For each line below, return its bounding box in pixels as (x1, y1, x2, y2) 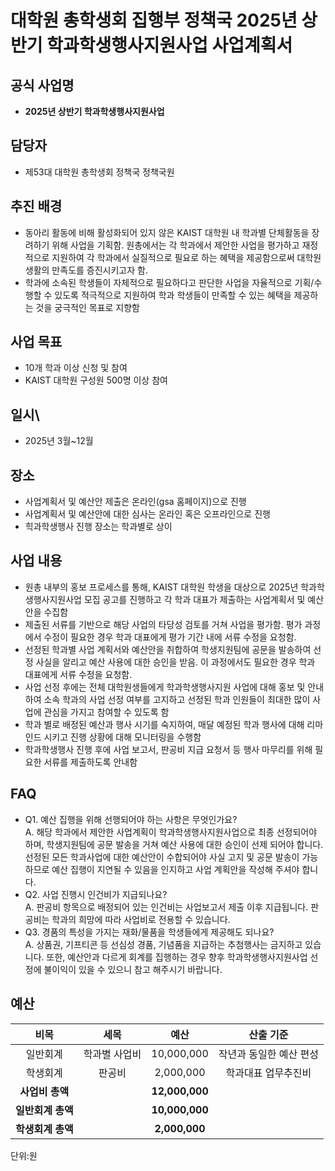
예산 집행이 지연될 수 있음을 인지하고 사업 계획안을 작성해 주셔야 (51, 863, 300, 875)
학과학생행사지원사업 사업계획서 (46, 34, 293, 57)
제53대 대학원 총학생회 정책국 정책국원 (24, 166, 175, 178)
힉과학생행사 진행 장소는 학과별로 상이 (24, 521, 173, 533)
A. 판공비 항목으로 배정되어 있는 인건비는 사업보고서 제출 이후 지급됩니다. (24, 901, 309, 913)
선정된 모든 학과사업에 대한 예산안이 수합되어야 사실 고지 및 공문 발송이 (24, 851, 300, 863)
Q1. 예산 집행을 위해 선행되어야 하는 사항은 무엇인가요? (24, 813, 238, 825)
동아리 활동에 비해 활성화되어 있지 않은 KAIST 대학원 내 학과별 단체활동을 (24, 226, 310, 238)
